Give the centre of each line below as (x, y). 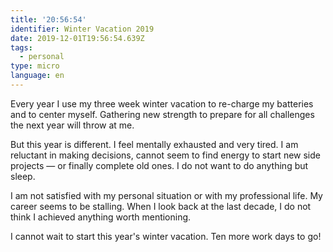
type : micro (35, 66)
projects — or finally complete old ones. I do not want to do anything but (159, 165)
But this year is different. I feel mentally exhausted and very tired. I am (154, 144)
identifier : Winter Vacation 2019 (82, 29)
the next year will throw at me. (72, 125)
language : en (37, 76)
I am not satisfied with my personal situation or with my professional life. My (166, 195)
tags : (21, 47)
